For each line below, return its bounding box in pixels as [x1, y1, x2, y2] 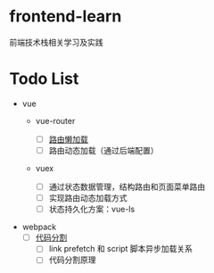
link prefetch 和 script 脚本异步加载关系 [48, 244, 193, 254]
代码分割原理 [48, 254, 96, 265]
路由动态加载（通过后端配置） [48, 145, 159, 155]
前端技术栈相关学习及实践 [9, 37, 103, 47]
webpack [21, 221, 56, 233]
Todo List [9, 69, 79, 89]
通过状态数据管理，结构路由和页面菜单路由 [48, 181, 206, 192]
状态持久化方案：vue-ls [48, 203, 136, 215]
